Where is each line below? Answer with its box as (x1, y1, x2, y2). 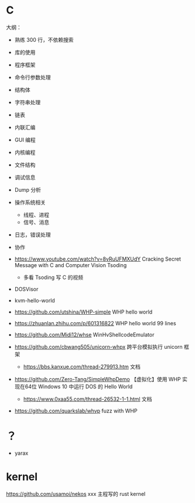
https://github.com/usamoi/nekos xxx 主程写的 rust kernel (6, 490, 146, 497)
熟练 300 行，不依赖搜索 (14, 36, 74, 43)
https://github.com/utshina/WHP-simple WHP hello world (14, 308, 153, 315)
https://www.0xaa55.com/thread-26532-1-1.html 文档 (23, 395, 152, 402)
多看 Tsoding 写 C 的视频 (23, 274, 84, 281)
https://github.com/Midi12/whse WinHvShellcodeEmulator (14, 331, 155, 338)
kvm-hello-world (14, 297, 56, 304)
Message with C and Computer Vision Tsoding (14, 261, 127, 268)
